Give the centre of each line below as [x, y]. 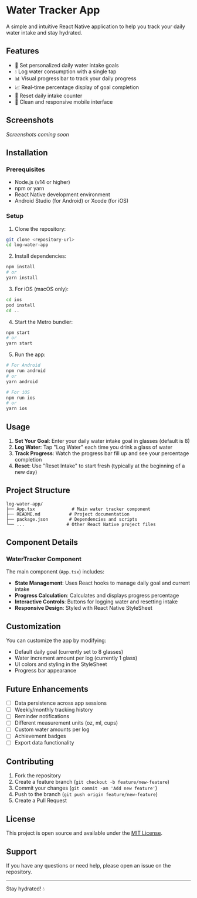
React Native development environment [62, 194]
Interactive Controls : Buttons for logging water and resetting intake [96, 602]
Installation [27, 153]
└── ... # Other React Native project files [81, 524]
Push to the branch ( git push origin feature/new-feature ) [86, 794]
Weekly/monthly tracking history [54, 710]
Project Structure [38, 491]
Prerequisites [26, 169]
